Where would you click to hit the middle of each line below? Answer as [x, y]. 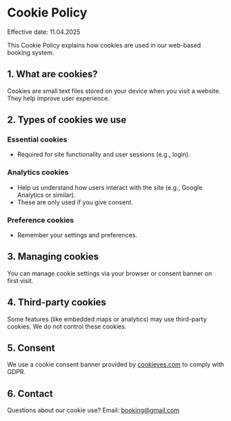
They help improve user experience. [59, 98]
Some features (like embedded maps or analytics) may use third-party [107, 319]
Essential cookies [37, 139]
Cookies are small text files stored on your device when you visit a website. [114, 90]
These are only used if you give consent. [75, 202]
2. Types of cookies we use [67, 120]
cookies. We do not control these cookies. [67, 326]
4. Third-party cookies [57, 303]
